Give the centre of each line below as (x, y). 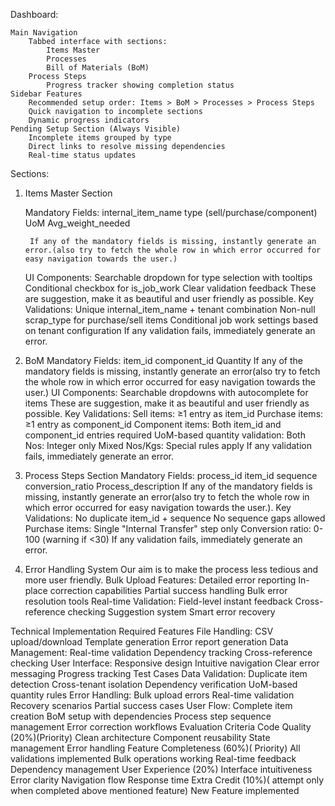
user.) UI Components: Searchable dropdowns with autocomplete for (166, 392)
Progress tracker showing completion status (140, 85)
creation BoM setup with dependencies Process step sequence (141, 716)
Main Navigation (44, 33)
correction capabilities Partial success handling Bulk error (168, 590)
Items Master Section (68, 193)
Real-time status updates (82, 155)
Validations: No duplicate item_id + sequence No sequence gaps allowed (175, 518)
